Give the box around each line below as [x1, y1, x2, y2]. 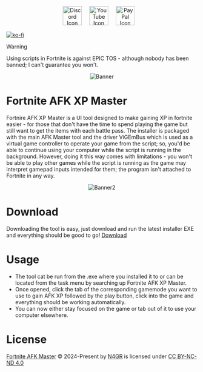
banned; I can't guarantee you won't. [6, 61, 99, 68]
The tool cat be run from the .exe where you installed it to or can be [15, 273, 184, 280]
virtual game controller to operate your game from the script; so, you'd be [6, 139, 190, 147]
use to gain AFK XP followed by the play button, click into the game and [15, 292, 194, 299]
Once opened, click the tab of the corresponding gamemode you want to [15, 285, 198, 293]
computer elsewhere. [15, 311, 68, 319]
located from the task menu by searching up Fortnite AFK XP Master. [15, 279, 187, 287]
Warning [6, 43, 27, 50]
